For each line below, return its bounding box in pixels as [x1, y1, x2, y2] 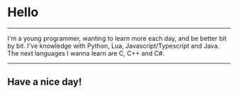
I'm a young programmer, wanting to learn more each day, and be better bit [7, 34, 227, 42]
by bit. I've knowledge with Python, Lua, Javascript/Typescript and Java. [7, 42, 220, 50]
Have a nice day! [7, 76, 82, 88]
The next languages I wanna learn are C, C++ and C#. [7, 49, 165, 57]
